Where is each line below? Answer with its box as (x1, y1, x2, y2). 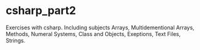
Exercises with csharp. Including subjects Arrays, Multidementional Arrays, (6, 24, 194, 31)
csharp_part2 (6, 4, 76, 18)
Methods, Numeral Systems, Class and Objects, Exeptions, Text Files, (6, 30, 181, 37)
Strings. (6, 37, 26, 44)
